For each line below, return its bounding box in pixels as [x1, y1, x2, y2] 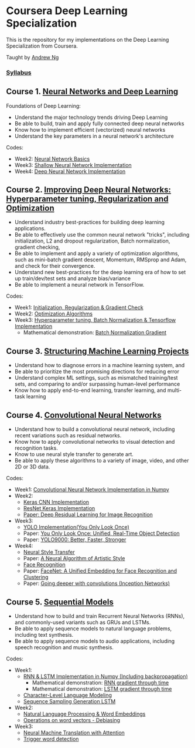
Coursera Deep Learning [6, 4, 128, 18]
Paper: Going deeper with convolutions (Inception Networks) [23, 580, 170, 587]
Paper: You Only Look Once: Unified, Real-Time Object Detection [23, 530, 180, 537]
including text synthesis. [14, 631, 74, 638]
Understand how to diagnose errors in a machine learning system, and [14, 362, 185, 369]
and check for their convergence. [14, 262, 95, 270]
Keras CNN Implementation [23, 498, 90, 506]
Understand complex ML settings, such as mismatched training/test [14, 374, 178, 381]
